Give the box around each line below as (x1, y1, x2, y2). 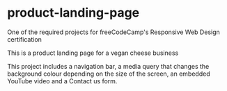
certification (7, 35, 42, 43)
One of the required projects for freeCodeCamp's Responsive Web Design (7, 28, 221, 36)
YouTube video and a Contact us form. (7, 76, 118, 85)
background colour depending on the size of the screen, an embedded (7, 69, 210, 78)
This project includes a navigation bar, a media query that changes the (7, 62, 210, 70)
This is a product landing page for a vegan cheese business (7, 49, 179, 57)
